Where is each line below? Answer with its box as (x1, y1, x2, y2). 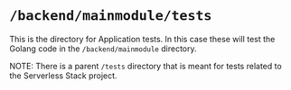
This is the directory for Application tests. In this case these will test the (9, 33, 276, 44)
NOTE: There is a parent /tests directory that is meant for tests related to (9, 60, 282, 71)
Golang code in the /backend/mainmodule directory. (9, 43, 197, 54)
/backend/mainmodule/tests (9, 7, 212, 24)
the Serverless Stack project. (9, 70, 117, 81)
